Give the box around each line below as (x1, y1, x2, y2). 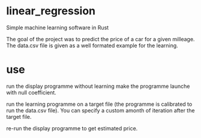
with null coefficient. (6, 88, 57, 96)
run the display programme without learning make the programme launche (6, 82, 190, 90)
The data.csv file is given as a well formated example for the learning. (6, 42, 178, 49)
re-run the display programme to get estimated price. (6, 124, 138, 132)
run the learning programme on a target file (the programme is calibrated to (6, 100, 193, 108)
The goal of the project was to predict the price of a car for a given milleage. (6, 35, 195, 42)
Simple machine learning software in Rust (6, 24, 109, 31)
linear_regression (6, 4, 96, 18)
